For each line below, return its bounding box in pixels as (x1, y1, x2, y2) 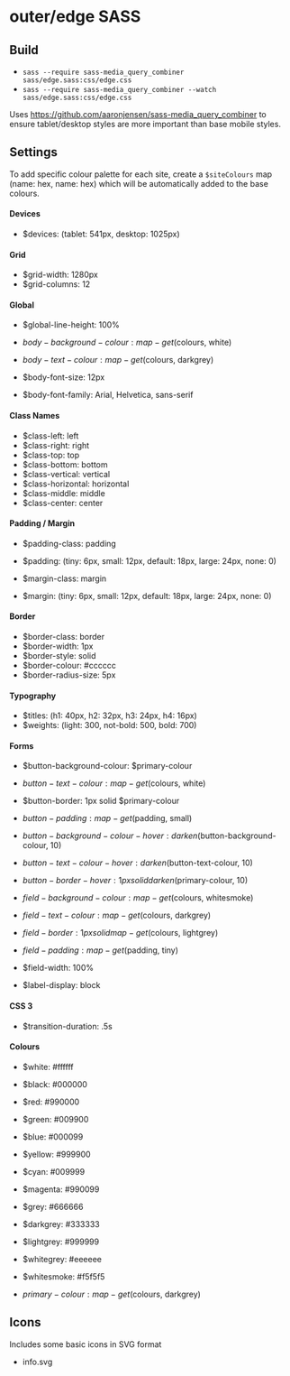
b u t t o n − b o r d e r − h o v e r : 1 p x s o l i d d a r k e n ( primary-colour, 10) (22, 875, 249, 886)
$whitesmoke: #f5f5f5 (22, 1270, 105, 1282)
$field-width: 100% (22, 963, 95, 974)
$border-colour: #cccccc (22, 660, 117, 671)
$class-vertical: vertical (22, 468, 111, 479)
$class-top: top (22, 449, 80, 460)
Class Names (9, 411, 60, 421)
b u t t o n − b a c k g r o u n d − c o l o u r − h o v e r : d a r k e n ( (22, 830, 201, 841)
